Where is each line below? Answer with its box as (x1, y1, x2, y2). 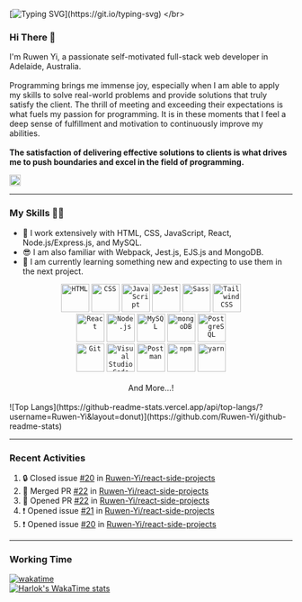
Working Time (9, 552, 73, 565)
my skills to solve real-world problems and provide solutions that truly (9, 90, 268, 101)
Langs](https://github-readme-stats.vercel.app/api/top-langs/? (30, 401, 263, 412)
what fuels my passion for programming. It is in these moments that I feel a (9, 109, 287, 120)
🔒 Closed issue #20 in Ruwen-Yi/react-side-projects (22, 472, 216, 483)
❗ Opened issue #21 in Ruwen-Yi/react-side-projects (22, 505, 215, 515)
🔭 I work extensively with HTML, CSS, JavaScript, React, (22, 227, 232, 238)
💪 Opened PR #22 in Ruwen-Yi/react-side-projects (22, 495, 209, 506)
